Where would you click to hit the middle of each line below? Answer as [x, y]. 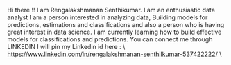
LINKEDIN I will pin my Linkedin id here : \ [66, 47]
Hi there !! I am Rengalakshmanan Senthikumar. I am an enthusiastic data [111, 10]
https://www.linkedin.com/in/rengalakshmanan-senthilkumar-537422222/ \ [114, 54]
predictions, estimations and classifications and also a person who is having [116, 25]
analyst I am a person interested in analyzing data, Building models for [108, 17]
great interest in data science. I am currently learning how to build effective [114, 32]
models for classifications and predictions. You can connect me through [110, 39]
